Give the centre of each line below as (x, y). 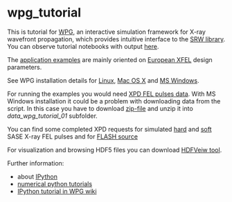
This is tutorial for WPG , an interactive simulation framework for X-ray (107, 32)
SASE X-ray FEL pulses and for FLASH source (73, 137)
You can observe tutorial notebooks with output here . (83, 46)
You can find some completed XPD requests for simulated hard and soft (110, 129)
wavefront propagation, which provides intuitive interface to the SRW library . (116, 39)
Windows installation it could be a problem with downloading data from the (114, 101)
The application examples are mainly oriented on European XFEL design (110, 59)
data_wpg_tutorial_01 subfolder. (53, 116)
